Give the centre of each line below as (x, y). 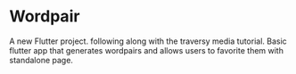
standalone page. (41, 60)
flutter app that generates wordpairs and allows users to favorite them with (146, 50)
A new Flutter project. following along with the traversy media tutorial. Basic (148, 41)
